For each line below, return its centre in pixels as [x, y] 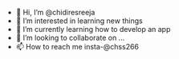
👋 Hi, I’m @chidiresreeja [55, 12]
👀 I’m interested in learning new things [79, 21]
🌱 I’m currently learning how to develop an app [93, 29]
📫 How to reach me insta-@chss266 [77, 47]
